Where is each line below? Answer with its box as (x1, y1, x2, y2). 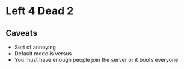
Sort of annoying (14, 43, 57, 51)
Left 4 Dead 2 (5, 4, 74, 18)
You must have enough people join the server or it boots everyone (14, 57, 179, 63)
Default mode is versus (14, 50, 72, 57)
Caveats (5, 28, 37, 38)
